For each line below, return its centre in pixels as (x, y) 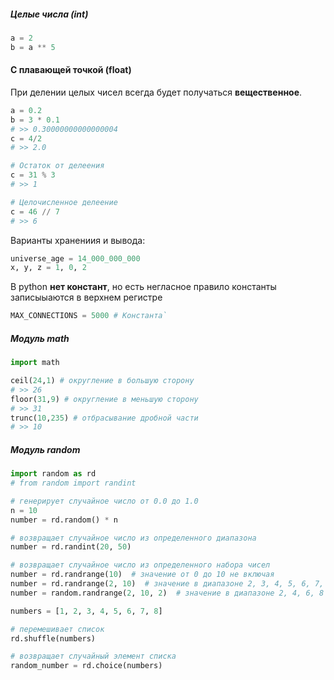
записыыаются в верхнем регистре (86, 297)
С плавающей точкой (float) (71, 70)
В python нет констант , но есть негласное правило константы (143, 287)
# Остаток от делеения (57, 166)
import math (35, 363)
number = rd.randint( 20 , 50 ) (71, 547)
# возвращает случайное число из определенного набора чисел (140, 565)
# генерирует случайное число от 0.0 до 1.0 (104, 501)
